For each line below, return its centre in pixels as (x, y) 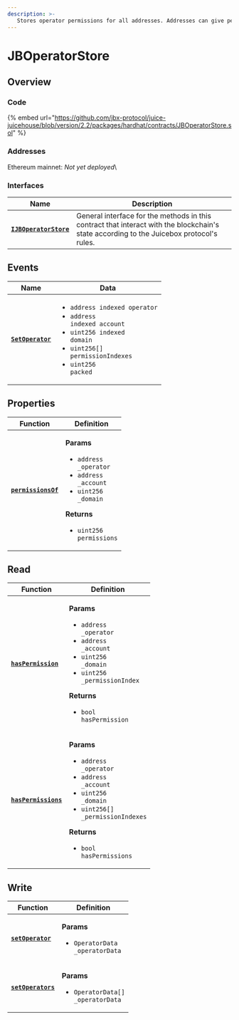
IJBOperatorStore (40, 229)
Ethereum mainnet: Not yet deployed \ (62, 167)
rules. (85, 242)
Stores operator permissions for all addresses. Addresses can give (120, 21)
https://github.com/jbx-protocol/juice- (110, 118)
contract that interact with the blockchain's (147, 224)
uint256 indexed (97, 332)
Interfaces (26, 185)
